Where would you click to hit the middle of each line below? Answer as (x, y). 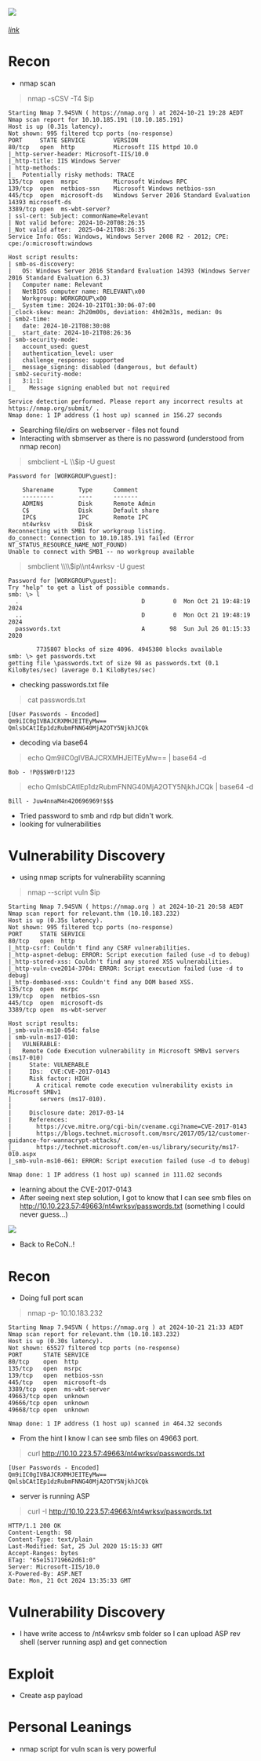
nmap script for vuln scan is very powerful (88, 1749)
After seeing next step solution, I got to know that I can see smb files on (135, 1198)
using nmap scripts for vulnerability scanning (92, 877)
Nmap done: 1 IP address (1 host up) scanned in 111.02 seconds (115, 1175)
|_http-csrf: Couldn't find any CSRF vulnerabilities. (100, 948)
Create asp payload (51, 1696)
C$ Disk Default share (91, 511)
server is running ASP (54, 1496)
